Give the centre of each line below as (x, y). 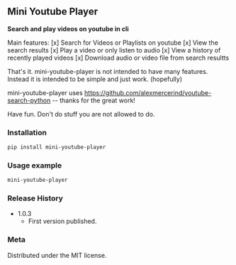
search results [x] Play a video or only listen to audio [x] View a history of (114, 50)
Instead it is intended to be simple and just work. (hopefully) (95, 79)
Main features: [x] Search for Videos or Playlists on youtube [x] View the (113, 43)
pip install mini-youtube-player (57, 147)
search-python (29, 100)
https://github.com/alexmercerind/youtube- (148, 92)
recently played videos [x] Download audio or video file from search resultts (118, 58)
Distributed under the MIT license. (57, 255)
